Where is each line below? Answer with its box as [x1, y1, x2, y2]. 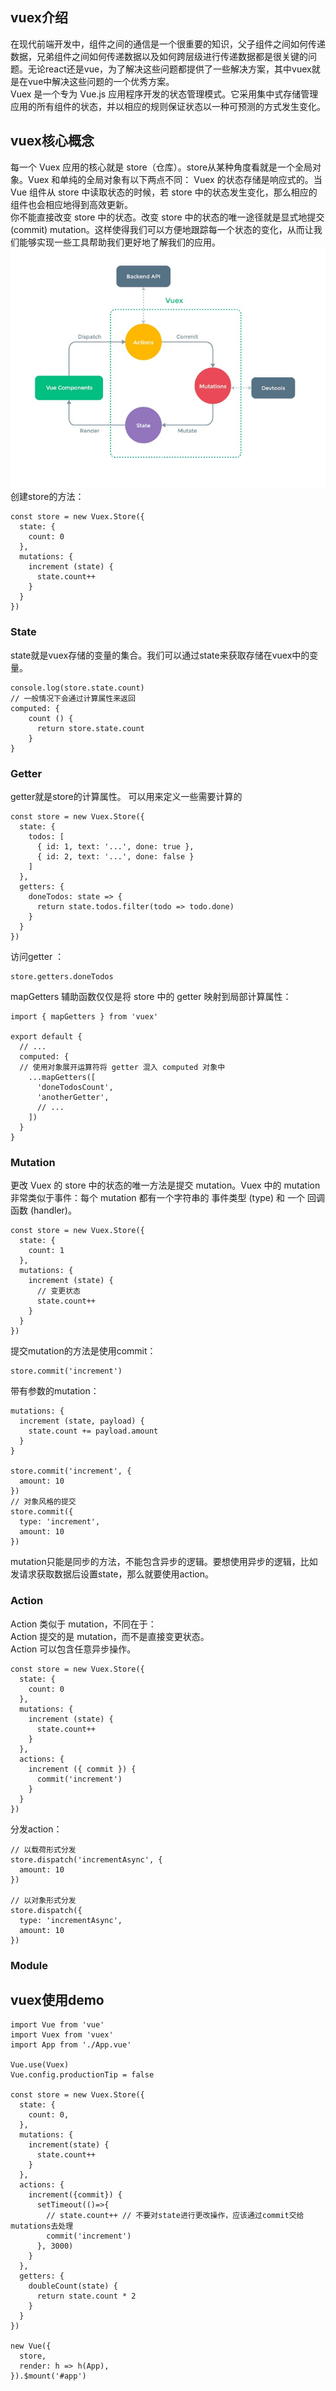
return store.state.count [36, 723, 145, 733]
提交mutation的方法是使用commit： [10, 1345, 157, 1357]
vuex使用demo [10, 1991, 105, 2008]
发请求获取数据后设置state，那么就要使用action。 [10, 1568, 214, 1580]
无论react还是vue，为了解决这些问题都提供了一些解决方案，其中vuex [27, 63, 312, 75]
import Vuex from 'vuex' [10, 2030, 114, 2040]
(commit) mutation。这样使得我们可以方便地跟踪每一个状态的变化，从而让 [10, 223, 314, 235]
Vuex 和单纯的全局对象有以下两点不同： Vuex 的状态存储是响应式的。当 [27, 173, 323, 185]
